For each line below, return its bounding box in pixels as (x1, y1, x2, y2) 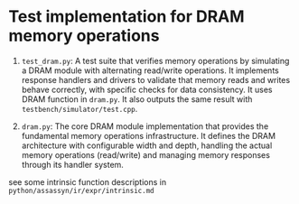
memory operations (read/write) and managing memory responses (21, 149, 270, 160)
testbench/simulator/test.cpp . (21, 103, 138, 114)
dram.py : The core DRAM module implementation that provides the (21, 120, 269, 132)
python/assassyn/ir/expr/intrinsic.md (8, 186, 154, 195)
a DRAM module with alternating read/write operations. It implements (21, 65, 279, 76)
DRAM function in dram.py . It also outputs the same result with (21, 93, 253, 105)
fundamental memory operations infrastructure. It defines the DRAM (21, 130, 276, 141)
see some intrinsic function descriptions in (8, 176, 167, 187)
